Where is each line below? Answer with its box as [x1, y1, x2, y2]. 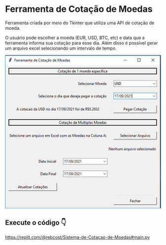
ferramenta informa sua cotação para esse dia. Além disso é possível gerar [5, 40, 158, 46]
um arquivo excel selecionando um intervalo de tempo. [5, 45, 117, 51]
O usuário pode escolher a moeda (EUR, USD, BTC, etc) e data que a [5, 35, 145, 41]
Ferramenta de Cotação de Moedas [5, 3, 153, 15]
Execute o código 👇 [5, 219, 67, 227]
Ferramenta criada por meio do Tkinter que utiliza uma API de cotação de [5, 20, 155, 26]
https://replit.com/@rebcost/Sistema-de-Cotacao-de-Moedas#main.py [5, 234, 150, 240]
